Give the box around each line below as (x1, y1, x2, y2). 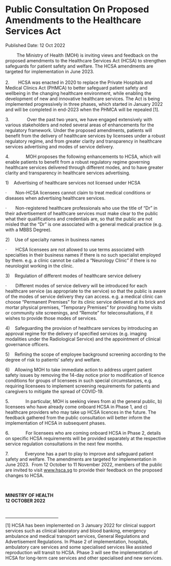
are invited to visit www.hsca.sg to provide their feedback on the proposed (5, 467, 162, 473)
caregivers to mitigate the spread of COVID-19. (5, 388, 104, 394)
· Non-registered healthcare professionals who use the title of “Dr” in (5, 205, 158, 211)
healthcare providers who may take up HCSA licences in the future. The (5, 409, 157, 415)
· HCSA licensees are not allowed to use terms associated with (5, 246, 144, 253)
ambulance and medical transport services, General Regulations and (5, 533, 150, 539)
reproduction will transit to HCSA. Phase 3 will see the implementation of (5, 549, 158, 555)
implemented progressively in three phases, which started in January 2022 (5, 101, 163, 107)
